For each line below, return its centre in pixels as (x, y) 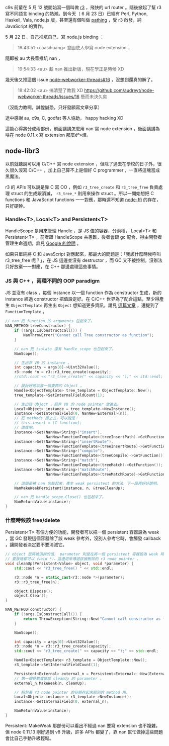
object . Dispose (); (33, 591)
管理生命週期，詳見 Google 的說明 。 (43, 243)
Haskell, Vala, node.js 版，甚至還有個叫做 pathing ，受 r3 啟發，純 (73, 20)
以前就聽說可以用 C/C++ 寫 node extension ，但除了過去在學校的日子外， (81, 164)
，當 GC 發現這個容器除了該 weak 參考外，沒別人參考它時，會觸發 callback (83, 538)
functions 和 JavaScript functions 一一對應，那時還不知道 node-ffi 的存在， (83, 200)
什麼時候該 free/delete (33, 520)
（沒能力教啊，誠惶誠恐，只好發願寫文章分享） (54, 107)
